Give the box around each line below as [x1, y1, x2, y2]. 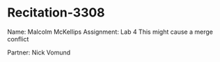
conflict [7, 34, 29, 43]
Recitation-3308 [7, 5, 106, 21]
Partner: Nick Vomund [7, 48, 71, 56]
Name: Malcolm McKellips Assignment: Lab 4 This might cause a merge [7, 28, 214, 36]
